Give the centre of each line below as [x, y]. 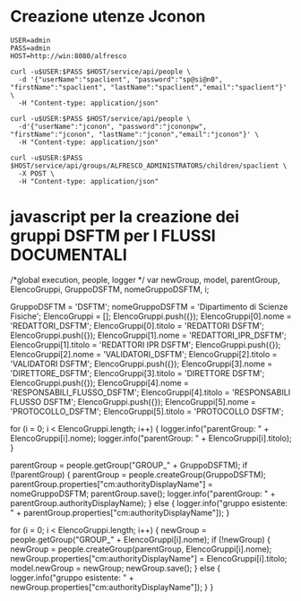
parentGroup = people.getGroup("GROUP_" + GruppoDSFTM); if [129, 465]
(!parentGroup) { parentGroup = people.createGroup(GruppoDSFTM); [138, 474]
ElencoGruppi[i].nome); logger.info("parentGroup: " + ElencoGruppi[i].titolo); [151, 438]
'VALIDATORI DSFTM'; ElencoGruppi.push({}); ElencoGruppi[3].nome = [142, 364]
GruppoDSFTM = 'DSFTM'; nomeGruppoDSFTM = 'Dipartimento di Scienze [149, 306]
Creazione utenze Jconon [108, 17]
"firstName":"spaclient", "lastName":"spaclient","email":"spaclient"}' [149, 87]
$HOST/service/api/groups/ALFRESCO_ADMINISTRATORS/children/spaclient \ [149, 166]
